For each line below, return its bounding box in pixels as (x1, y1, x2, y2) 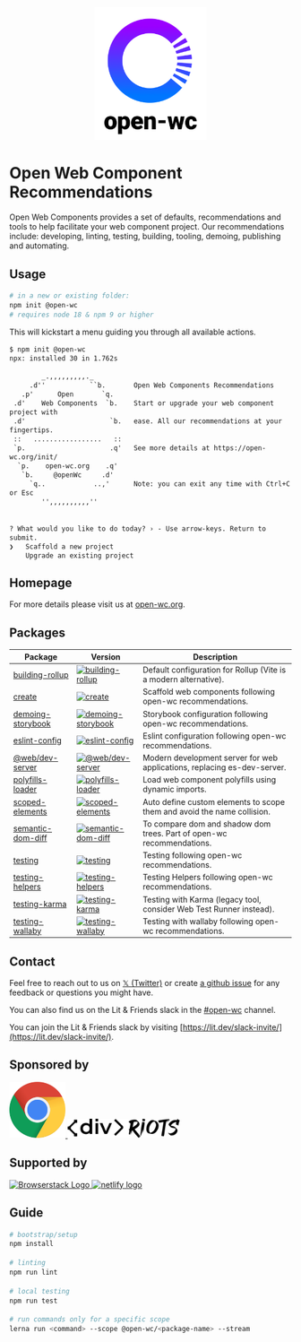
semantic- (13, 823, 52, 834)
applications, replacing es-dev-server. (142, 762, 287, 773)
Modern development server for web (142, 752, 279, 764)
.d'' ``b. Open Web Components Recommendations (29, 380, 275, 390)
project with (9, 407, 58, 417)
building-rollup (13, 669, 69, 680)
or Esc (9, 488, 34, 498)
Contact (9, 954, 56, 969)
